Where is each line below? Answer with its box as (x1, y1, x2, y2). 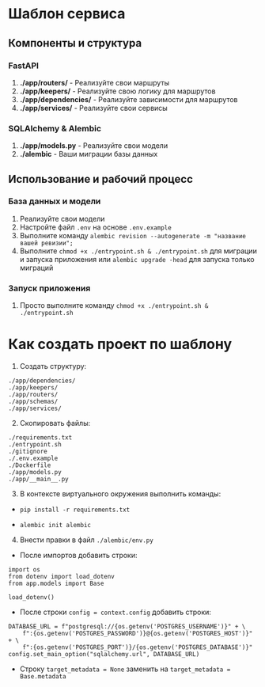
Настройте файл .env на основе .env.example (19, 222, 172, 232)
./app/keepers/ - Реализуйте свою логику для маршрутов (19, 86, 216, 96)
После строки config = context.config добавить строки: (19, 607, 212, 617)
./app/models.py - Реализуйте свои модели (19, 141, 168, 150)
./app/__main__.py (8, 476, 69, 484)
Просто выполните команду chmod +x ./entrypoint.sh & (19, 301, 209, 310)
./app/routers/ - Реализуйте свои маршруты (19, 78, 170, 87)
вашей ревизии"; (19, 239, 74, 247)
